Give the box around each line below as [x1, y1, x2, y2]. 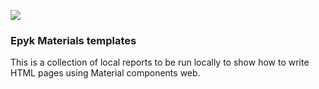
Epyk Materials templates [10, 33, 137, 47]
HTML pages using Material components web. [10, 67, 201, 79]
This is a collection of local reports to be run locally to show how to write [10, 56, 310, 69]
